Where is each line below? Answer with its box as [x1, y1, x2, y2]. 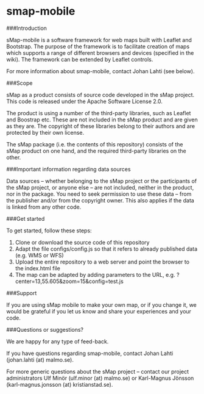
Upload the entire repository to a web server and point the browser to [15, 258, 190, 265]
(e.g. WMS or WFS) [15, 251, 64, 259]
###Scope [6, 79, 33, 87]
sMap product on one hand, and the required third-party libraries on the [6, 147, 187, 154]
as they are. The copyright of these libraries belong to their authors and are [6, 122, 195, 129]
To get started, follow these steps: [6, 227, 93, 234]
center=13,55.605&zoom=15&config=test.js [15, 278, 124, 285]
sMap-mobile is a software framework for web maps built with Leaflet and [6, 36, 192, 43]
